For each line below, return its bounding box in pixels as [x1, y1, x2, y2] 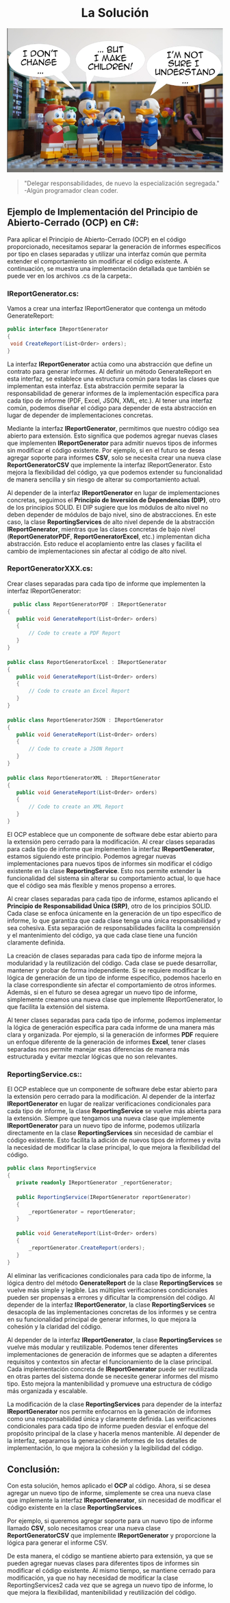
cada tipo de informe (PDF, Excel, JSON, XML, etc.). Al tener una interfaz [7, 396, 213, 405]
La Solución [81, 5, 149, 21]
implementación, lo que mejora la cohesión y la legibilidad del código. [7, 1443, 204, 1452]
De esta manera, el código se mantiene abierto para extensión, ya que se [7, 1552, 214, 1560]
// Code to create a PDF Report [28, 630, 121, 637]
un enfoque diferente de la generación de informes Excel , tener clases [7, 1038, 206, 1046]
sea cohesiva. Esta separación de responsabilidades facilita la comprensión [7, 923, 220, 931]
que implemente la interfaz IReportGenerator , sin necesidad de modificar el [7, 1496, 221, 1504]
